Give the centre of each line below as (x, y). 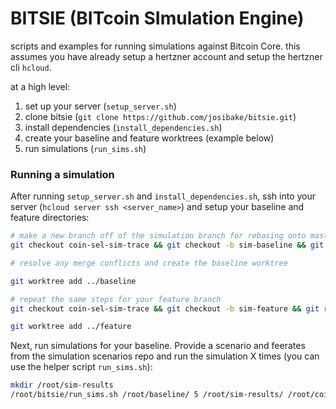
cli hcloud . (31, 67)
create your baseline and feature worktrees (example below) (149, 138)
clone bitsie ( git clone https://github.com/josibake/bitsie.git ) (160, 116)
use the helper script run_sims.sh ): (81, 367)
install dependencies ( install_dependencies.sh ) (123, 127)
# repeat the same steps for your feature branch (116, 299)
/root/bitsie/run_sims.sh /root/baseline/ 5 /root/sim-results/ (147, 395)
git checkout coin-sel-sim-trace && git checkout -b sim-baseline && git (167, 245)
